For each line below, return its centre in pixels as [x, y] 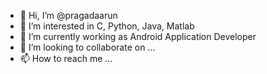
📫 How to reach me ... [66, 58]
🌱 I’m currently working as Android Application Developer [138, 36]
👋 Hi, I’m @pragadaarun [68, 15]
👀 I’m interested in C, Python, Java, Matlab [107, 26]
